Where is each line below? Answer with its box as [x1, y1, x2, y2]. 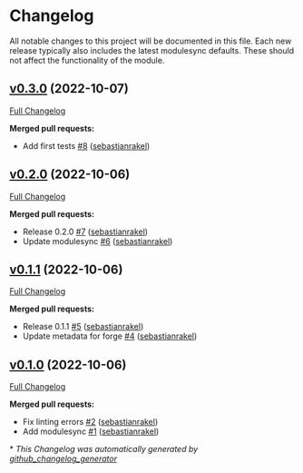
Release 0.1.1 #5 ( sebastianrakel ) [22, 321, 144, 332]
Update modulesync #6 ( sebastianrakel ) [22, 235, 173, 246]
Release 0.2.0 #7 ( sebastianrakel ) [22, 226, 148, 237]
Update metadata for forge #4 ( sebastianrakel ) [22, 330, 198, 341]
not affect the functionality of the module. [9, 54, 165, 65]
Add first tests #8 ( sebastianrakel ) [22, 140, 151, 151]
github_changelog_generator [9, 453, 118, 464]
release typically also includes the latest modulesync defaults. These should [9, 44, 295, 55]
